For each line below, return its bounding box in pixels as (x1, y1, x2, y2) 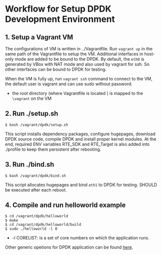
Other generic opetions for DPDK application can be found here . (5, 244, 133, 250)
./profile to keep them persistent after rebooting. (5, 146, 101, 152)
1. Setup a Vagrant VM (5, 33, 74, 41)
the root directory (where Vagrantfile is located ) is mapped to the (12, 91, 143, 96)
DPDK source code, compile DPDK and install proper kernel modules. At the (5, 136, 157, 142)
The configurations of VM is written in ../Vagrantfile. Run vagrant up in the (5, 46, 153, 51)
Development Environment (5, 14, 115, 25)
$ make (5, 218, 18, 223)
